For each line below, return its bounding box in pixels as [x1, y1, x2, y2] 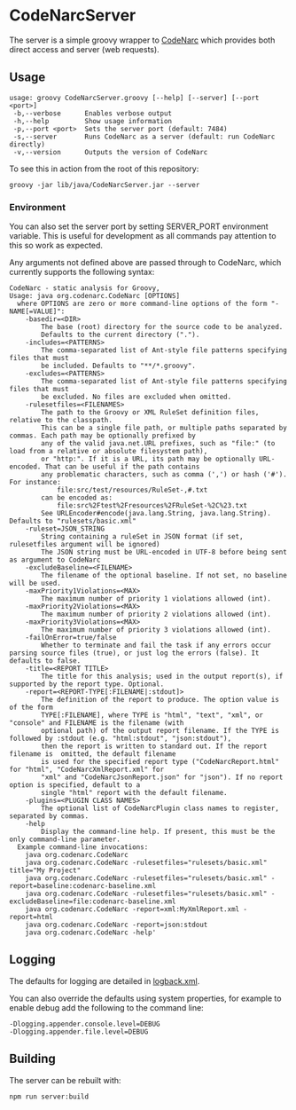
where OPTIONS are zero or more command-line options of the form [17, 299, 268, 309]
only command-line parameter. [9, 835, 121, 844]
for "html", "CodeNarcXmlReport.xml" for [9, 765, 165, 775]
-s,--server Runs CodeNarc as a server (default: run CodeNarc [12, 132, 276, 141]
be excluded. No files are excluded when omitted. [41, 392, 232, 402]
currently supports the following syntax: [9, 267, 155, 278]
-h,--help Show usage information [12, 116, 173, 125]
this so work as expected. [9, 240, 104, 251]
